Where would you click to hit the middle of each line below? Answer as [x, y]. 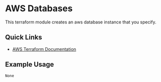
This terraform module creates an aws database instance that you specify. [81, 22]
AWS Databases [39, 9]
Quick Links [24, 37]
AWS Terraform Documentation [44, 49]
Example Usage [30, 65]
